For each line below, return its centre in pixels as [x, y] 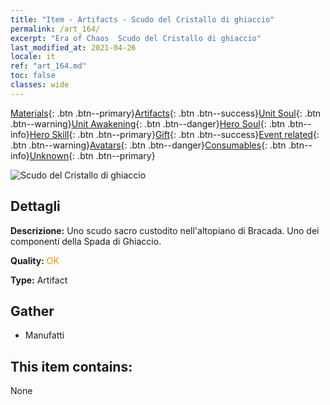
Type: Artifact [39, 280]
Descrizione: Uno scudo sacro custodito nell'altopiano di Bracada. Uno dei [165, 230]
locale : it [33, 57]
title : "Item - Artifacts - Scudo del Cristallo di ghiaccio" [142, 19]
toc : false [33, 76]
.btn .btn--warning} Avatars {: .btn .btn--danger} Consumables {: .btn [148, 145]
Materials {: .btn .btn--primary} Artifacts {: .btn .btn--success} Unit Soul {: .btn [166, 113]
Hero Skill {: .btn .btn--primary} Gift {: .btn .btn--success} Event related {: [174, 134]
